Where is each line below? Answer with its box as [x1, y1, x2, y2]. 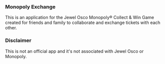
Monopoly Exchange [5, 3, 56, 10]
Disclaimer [5, 37, 32, 44]
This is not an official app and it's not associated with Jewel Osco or [5, 48, 144, 54]
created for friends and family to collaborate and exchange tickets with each [5, 20, 161, 25]
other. [5, 25, 17, 31]
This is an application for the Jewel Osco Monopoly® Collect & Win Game [5, 15, 154, 21]
